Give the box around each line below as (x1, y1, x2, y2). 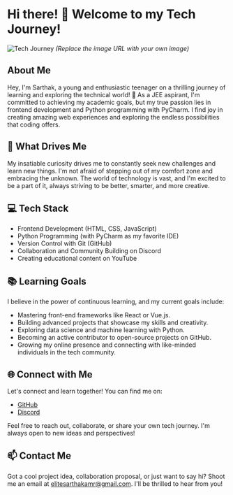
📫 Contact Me (7, 450, 72, 462)
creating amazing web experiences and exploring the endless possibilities (7, 113, 220, 121)
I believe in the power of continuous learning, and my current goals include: (7, 297, 225, 306)
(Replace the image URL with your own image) (55, 44, 190, 52)
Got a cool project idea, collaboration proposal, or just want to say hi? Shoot (7, 472, 225, 480)
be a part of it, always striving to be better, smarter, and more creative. (7, 181, 210, 189)
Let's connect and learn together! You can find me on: (7, 387, 163, 395)
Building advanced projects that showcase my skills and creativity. (17, 318, 209, 327)
